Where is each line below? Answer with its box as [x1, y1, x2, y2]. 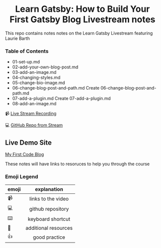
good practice [32, 234, 65, 241]
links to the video [29, 195, 69, 202]
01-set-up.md [12, 59, 40, 65]
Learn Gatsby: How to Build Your [15, 3, 150, 15]
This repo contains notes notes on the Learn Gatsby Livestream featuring [5, 30, 153, 36]
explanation [35, 186, 63, 193]
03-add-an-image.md [12, 69, 56, 75]
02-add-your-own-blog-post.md [12, 64, 79, 70]
